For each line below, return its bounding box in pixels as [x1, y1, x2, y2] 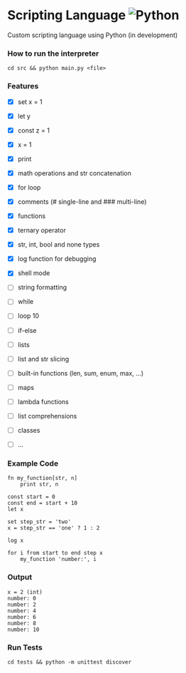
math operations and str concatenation [17, 168, 131, 178]
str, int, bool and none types [17, 240, 100, 249]
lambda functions [17, 397, 69, 406]
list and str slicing [17, 354, 70, 363]
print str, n [20, 481, 59, 488]
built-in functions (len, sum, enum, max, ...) [17, 369, 144, 377]
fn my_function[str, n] [7, 475, 78, 482]
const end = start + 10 [7, 500, 78, 507]
